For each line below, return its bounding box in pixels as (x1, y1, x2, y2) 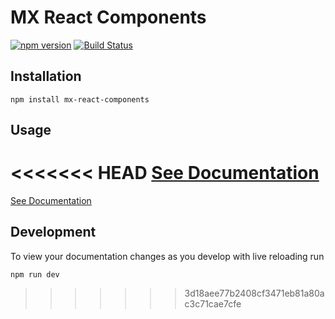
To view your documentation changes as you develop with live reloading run (10, 250, 325, 262)
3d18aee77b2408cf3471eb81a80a (184, 287, 325, 299)
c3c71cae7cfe (184, 297, 242, 310)
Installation (10, 68, 82, 85)
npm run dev (10, 269, 60, 280)
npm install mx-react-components (10, 94, 150, 105)
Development (10, 224, 97, 241)
